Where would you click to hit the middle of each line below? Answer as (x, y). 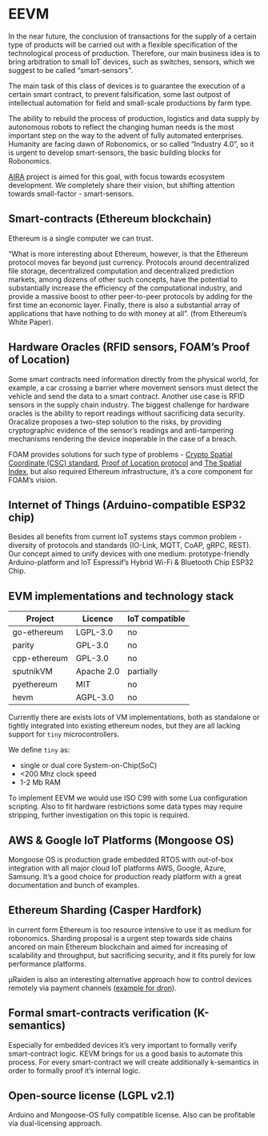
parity (23, 645)
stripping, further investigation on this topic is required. (99, 815)
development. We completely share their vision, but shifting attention (122, 185)
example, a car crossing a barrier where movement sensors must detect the (133, 387)
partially (143, 671)
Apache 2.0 (98, 671)
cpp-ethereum (40, 659)
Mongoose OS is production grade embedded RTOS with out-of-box (121, 860)
